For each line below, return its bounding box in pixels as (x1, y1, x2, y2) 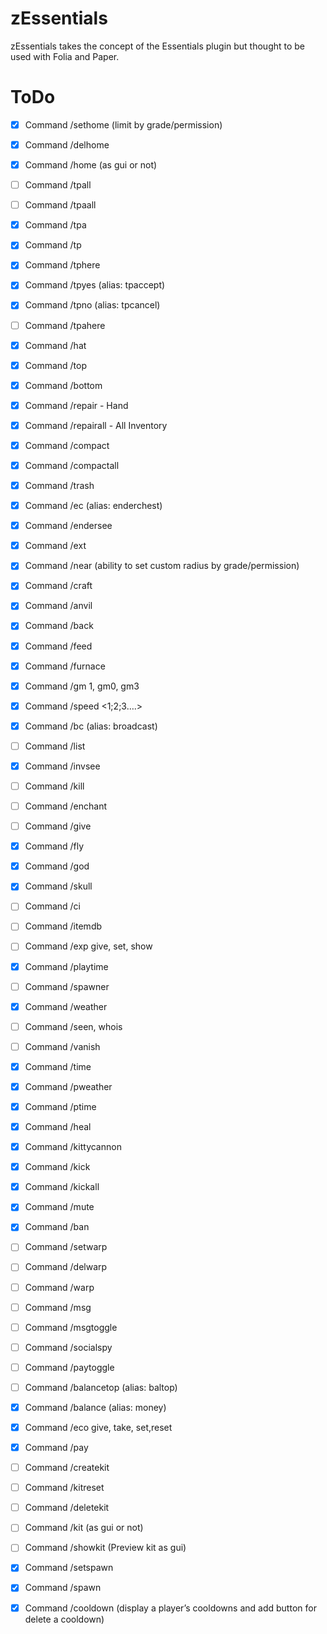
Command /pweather (24, 1080, 113, 1092)
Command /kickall (24, 1181, 100, 1193)
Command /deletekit (24, 1502, 110, 1514)
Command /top (24, 359, 88, 371)
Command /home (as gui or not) (24, 159, 158, 171)
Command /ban (24, 1221, 90, 1233)
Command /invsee (24, 760, 101, 772)
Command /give (24, 820, 92, 832)
